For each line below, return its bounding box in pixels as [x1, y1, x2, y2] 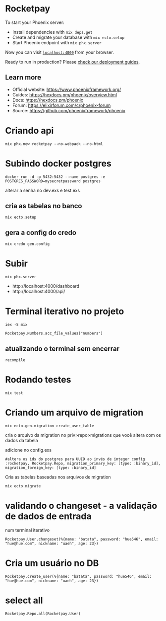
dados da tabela [5, 437, 38, 443]
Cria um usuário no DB [5, 557, 99, 569]
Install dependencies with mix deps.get [12, 29, 93, 35]
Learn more [5, 73, 42, 82]
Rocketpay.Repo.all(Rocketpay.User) [5, 611, 81, 616]
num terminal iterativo [5, 527, 50, 533]
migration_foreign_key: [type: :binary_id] [5, 465, 97, 470]
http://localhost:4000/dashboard [12, 283, 80, 289]
